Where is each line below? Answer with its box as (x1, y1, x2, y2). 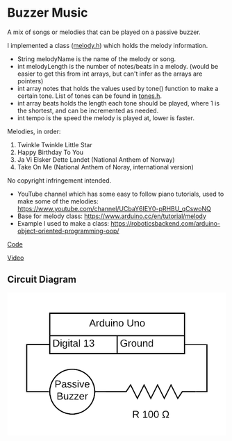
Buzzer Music (7, 5, 88, 21)
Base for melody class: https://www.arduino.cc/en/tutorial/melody (17, 212, 207, 220)
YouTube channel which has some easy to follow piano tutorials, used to (17, 190, 224, 198)
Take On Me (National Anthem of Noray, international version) (17, 163, 194, 171)
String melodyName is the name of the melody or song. (17, 54, 176, 63)
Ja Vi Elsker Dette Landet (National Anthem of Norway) (17, 155, 175, 164)
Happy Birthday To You (17, 148, 84, 156)
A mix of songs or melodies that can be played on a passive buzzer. (7, 28, 201, 36)
